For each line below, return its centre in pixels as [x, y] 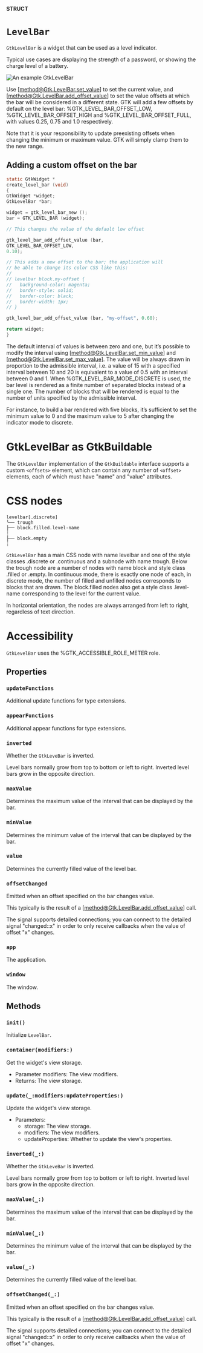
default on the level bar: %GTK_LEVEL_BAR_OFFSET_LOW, [79, 108]
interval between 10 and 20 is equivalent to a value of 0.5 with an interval [97, 372]
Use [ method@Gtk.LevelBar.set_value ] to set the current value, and [90, 89]
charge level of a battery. [37, 65]
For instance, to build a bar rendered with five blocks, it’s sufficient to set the [101, 409]
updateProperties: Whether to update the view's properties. [98, 1139]
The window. [22, 987]
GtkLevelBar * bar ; [29, 202]
